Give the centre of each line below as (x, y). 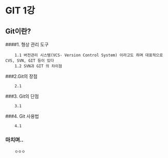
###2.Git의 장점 (21, 76)
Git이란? (18, 31)
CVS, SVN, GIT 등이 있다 (30, 61)
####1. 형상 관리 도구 (27, 45)
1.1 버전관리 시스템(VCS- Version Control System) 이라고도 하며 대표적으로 (89, 55)
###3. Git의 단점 (22, 96)
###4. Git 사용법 (22, 116)
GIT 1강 (20, 11)
